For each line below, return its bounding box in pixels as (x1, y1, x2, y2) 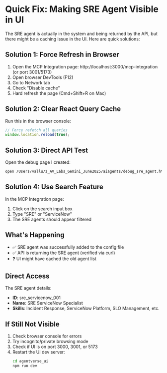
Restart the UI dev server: (12, 349, 66, 355)
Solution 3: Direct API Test (5, 146, 88, 154)
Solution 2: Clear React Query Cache (5, 105, 121, 113)
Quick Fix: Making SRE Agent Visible (5, 3, 159, 15)
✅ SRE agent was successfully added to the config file (12, 244, 124, 250)
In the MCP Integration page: (5, 196, 64, 202)
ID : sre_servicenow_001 (12, 295, 61, 301)
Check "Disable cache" (12, 85, 61, 91)
